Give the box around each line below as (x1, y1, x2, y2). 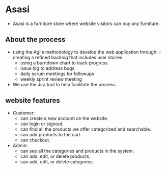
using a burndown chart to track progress (20, 60, 108, 66)
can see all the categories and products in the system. (20, 148, 134, 154)
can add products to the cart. (20, 131, 82, 137)
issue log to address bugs (20, 65, 75, 71)
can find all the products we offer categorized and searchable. (20, 126, 151, 132)
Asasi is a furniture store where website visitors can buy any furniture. (12, 20, 160, 27)
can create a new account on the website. (20, 115, 108, 121)
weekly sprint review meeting (20, 76, 82, 82)
